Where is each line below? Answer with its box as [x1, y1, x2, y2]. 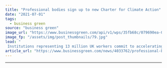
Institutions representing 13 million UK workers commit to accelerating [7, 44, 164, 49]
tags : [5, 16, 16, 21]
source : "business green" [5, 26, 59, 31]
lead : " [5, 39, 21, 44]
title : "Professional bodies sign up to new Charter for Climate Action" [5, 7, 162, 12]
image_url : [5, 30, 28, 35]
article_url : [5, 48, 32, 53]
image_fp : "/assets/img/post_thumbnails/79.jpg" [5, 35, 108, 40]
